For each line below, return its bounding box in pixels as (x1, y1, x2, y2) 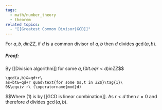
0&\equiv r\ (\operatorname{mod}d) (5, 84, 82, 90)
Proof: (5, 52, 20, 59)
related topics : (5, 22, 40, 27)
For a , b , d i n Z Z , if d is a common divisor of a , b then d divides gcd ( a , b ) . (5, 41, 157, 47)
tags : (5, 7, 17, 13)
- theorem (10, 17, 31, 22)
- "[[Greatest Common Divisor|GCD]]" (10, 27, 91, 32)
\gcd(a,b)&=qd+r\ (5, 76, 43, 81)
